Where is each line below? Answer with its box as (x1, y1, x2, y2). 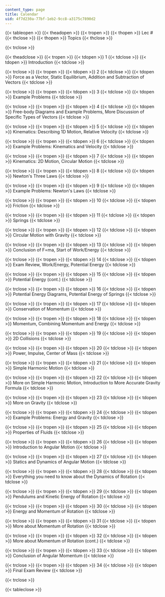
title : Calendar (5, 12, 38, 17)
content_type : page (5, 7, 45, 12)
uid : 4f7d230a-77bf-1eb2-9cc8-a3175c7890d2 (5, 16, 96, 21)
